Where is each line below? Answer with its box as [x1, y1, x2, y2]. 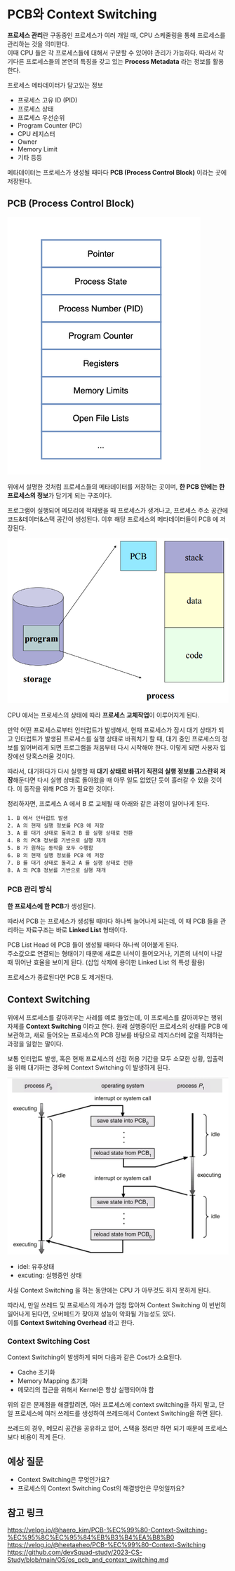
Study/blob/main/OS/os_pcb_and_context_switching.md [7, 1556, 169, 1564]
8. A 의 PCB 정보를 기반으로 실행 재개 [7, 867, 107, 874]
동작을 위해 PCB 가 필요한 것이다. [23, 785, 115, 793]
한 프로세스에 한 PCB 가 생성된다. [7, 902, 96, 910]
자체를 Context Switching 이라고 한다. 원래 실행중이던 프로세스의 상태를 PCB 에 [7, 1022, 228, 1030]
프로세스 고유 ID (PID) [17, 95, 78, 104]
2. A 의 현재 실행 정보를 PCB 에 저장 [7, 822, 105, 830]
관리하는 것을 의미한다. [7, 39, 69, 48]
